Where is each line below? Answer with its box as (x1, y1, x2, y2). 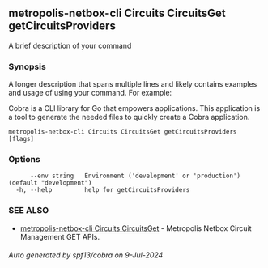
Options (8, 154, 40, 165)
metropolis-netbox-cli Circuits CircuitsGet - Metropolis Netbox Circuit (19, 223, 253, 233)
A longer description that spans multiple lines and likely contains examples (8, 79, 257, 89)
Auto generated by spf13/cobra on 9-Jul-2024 (8, 250, 164, 260)
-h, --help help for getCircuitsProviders (15, 186, 190, 194)
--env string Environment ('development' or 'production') (29, 172, 241, 181)
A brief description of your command (8, 40, 132, 50)
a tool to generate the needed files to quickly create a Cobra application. (8, 113, 250, 122)
